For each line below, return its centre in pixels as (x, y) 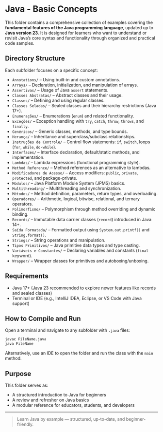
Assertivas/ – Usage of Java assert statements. (60, 90)
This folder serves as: (27, 385)
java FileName (19, 344)
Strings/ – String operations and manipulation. (59, 240)
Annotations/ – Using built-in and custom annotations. (66, 79)
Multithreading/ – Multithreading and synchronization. (67, 188)
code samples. (20, 43)
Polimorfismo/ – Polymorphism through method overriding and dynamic (84, 209)
